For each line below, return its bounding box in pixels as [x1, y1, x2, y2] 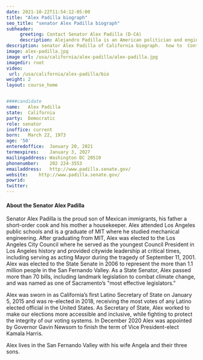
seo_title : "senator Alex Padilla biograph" [6, 20, 120, 26]
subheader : [6, 25, 34, 32]
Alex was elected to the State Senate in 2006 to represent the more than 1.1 [6, 260, 193, 267]
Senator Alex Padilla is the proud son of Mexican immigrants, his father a [6, 215, 187, 222]
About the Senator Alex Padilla [6, 201, 85, 209]
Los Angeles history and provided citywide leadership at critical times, [6, 247, 181, 255]
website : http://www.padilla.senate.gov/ [6, 172, 120, 178]
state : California [6, 110, 56, 116]
